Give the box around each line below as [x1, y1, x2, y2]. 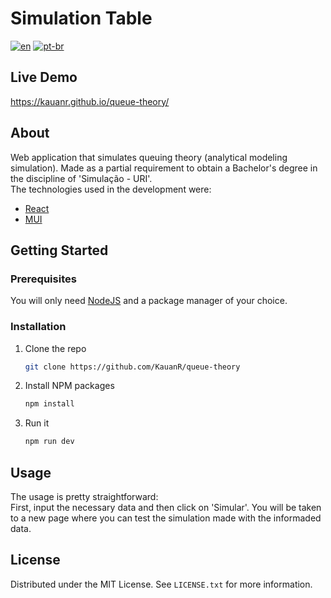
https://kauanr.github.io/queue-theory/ [10, 95, 170, 107]
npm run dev [24, 437, 75, 447]
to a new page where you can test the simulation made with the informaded [10, 512, 322, 524]
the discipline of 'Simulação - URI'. [10, 172, 153, 184]
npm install [24, 399, 75, 409]
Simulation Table [10, 7, 153, 30]
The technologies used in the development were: [10, 183, 212, 195]
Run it [24, 417, 50, 429]
